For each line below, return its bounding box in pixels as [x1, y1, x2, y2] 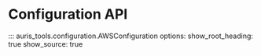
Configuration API [8, 5, 128, 23]
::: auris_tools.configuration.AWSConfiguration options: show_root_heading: [8, 31, 254, 40]
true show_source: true [8, 39, 83, 48]
